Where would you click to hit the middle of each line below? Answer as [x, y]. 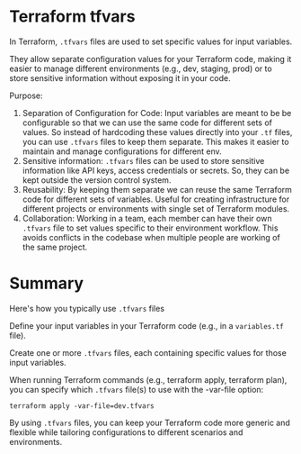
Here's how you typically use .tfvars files [87, 308]
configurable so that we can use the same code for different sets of [147, 123]
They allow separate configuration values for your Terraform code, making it [150, 59]
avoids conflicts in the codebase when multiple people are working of [151, 237]
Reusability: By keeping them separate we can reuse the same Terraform [157, 189]
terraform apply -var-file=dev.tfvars [82, 406]
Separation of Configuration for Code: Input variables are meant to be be [157, 113]
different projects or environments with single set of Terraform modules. [156, 208]
